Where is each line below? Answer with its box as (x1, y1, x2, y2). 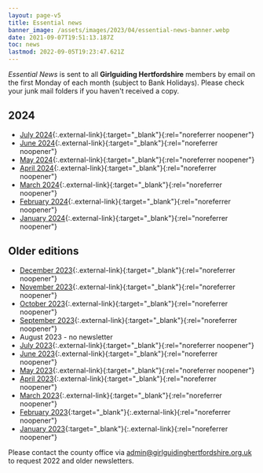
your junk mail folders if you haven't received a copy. (8, 86, 179, 95)
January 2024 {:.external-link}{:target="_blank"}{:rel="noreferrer (19, 213, 228, 222)
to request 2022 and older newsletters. (8, 456, 135, 465)
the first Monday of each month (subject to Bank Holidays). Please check (8, 78, 245, 87)
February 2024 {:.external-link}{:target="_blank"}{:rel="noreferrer (19, 196, 232, 206)
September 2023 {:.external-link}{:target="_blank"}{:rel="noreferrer (19, 315, 238, 324)
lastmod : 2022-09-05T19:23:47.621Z (8, 48, 125, 56)
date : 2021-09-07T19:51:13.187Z (8, 33, 114, 42)
